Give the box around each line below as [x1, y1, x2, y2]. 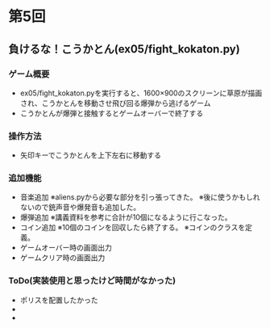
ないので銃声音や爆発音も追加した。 [19, 203, 141, 212]
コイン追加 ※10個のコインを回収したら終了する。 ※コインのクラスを [19, 223, 246, 233]
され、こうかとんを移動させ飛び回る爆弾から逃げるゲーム [19, 98, 211, 107]
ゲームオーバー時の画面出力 [19, 243, 113, 253]
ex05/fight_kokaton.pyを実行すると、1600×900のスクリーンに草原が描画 [19, 88, 263, 98]
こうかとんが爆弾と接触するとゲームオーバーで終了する [19, 108, 204, 118]
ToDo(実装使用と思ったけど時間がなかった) [8, 275, 176, 287]
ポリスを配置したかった [19, 295, 98, 305]
